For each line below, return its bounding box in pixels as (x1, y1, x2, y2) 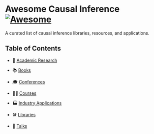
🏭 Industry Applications (12, 100, 62, 106)
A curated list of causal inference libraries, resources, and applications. (5, 30, 150, 36)
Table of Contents (5, 44, 62, 53)
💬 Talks (12, 123, 28, 129)
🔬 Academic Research (12, 57, 58, 63)
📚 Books (12, 67, 31, 73)
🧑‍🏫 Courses (12, 90, 37, 96)
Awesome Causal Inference (5, 3, 120, 15)
